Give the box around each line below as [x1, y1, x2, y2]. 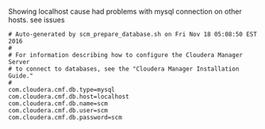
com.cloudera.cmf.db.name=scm [8, 100, 109, 108]
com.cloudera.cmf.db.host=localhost [8, 93, 129, 101]
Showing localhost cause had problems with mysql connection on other [8, 7, 242, 16]
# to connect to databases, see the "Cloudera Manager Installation [8, 65, 240, 73]
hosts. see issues [8, 15, 65, 25]
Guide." [8, 72, 34, 80]
